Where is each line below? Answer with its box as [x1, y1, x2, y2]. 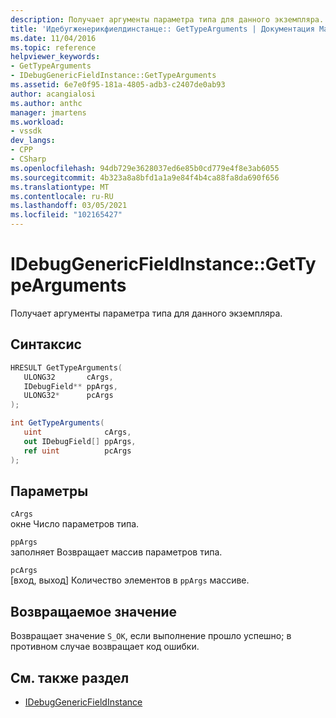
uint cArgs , [23, 427, 132, 437]
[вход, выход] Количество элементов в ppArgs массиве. [10, 574, 250, 586]
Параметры [10, 482, 89, 500]
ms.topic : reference [10, 42, 97, 53]
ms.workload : [10, 117, 65, 127]
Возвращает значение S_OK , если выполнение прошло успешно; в [10, 630, 292, 642]
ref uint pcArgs [23, 446, 132, 456]
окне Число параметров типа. [10, 518, 140, 530]
